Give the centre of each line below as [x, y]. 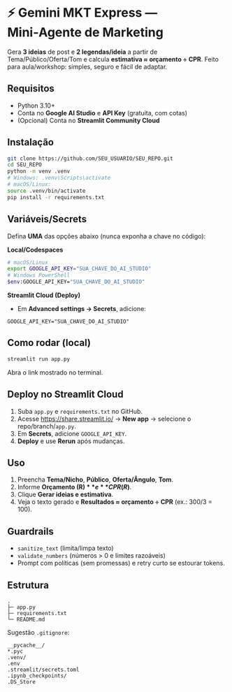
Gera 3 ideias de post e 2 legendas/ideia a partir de [82, 52]
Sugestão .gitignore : [38, 632]
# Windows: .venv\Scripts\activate [59, 178]
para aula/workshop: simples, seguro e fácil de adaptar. [87, 66]
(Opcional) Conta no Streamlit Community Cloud [88, 120]
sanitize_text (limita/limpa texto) [65, 548]
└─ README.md [26, 619]
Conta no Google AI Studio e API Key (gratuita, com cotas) [102, 113]
